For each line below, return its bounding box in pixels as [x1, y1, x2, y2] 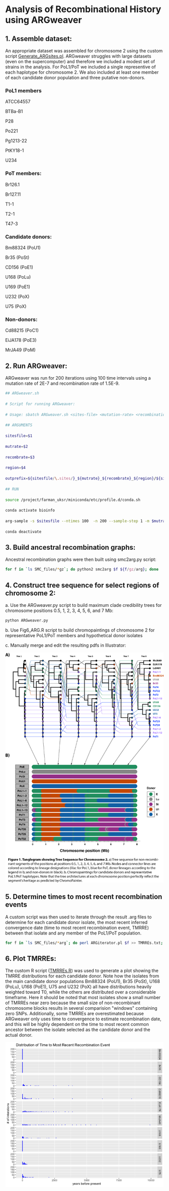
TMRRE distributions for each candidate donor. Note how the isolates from [5, 973, 159, 979]
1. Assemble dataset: [5, 34, 72, 43]
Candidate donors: [5, 233, 52, 240]
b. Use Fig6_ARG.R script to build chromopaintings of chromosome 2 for [5, 627, 155, 633]
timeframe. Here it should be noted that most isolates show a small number [5, 995, 161, 1001]
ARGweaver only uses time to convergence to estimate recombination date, [5, 1016, 162, 1022]
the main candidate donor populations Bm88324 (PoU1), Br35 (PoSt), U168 [5, 978, 160, 985]
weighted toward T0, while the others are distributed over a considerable [5, 989, 156, 995]
